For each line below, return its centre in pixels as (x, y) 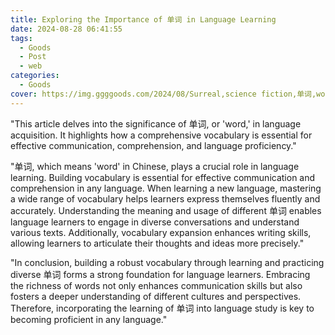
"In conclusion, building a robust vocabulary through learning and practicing (167, 262)
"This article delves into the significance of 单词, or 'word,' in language (156, 123)
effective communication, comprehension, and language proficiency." (153, 145)
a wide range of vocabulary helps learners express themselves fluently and (165, 198)
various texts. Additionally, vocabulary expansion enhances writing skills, (161, 232)
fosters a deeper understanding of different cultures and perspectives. (156, 296)
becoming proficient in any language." (89, 319)
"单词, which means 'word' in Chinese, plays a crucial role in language (155, 166)
